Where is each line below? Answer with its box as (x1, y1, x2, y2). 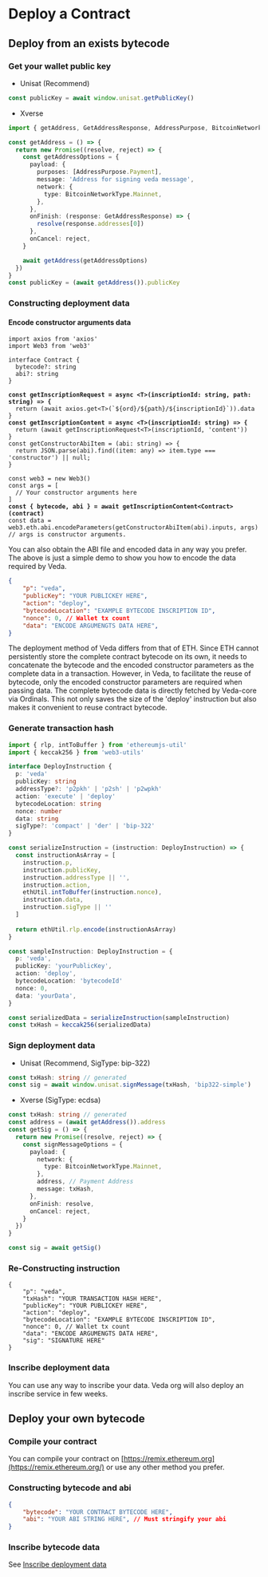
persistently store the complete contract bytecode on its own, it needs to (8, 652, 247, 662)
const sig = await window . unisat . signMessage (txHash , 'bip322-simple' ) (8, 1081, 251, 1089)
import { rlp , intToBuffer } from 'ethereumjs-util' (8, 741, 187, 749)
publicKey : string (15, 777, 77, 786)
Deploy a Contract (8, 5, 131, 23)
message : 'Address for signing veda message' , (37, 176, 195, 184)
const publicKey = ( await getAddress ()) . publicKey (8, 279, 180, 287)
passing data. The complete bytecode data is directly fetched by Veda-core (8, 686, 257, 695)
